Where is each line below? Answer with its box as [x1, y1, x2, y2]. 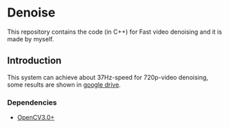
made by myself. [7, 34, 54, 43]
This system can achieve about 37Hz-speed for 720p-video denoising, [7, 73, 208, 81]
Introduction [7, 55, 62, 67]
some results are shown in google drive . [7, 81, 121, 89]
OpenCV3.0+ [17, 114, 55, 122]
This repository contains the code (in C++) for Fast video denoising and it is [7, 28, 222, 36]
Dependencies [7, 98, 57, 107]
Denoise [7, 5, 56, 21]
